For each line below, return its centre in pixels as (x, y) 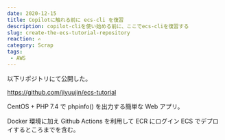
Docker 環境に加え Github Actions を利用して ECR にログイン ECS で (104, 121)
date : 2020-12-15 (32, 13)
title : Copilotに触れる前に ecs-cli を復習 (66, 20)
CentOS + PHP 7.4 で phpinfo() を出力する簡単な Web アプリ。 (95, 106)
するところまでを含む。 (46, 129)
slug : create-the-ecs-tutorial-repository (69, 33)
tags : (15, 52)
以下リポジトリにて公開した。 (49, 78)
